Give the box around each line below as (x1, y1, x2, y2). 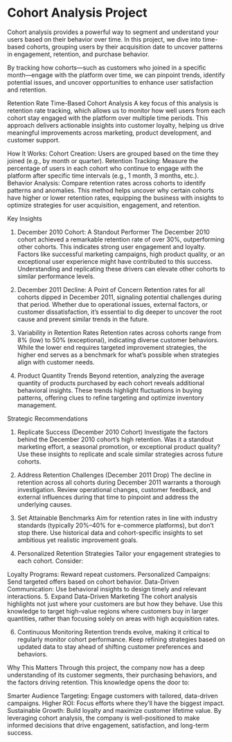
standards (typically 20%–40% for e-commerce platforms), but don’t (17, 521, 214, 529)
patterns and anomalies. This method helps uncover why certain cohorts (7, 186, 215, 194)
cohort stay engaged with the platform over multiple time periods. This (7, 113, 208, 122)
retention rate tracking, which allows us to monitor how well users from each (7, 106, 226, 115)
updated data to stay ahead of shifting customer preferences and (17, 642, 204, 650)
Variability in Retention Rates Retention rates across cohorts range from (17, 328, 222, 337)
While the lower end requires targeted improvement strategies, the (17, 343, 207, 351)
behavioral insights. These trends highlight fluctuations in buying (17, 386, 202, 394)
